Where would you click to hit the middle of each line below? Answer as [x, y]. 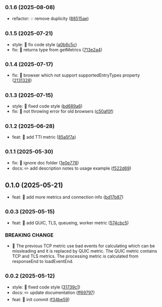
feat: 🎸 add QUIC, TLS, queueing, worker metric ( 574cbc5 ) [70, 223]
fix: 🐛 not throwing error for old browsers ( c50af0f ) [63, 112]
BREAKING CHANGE [29, 235]
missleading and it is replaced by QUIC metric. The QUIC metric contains [84, 251]
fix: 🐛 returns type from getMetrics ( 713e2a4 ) [57, 49]
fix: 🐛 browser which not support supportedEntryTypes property [76, 75]
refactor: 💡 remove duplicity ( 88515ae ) [50, 18]
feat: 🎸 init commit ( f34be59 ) [41, 299]
